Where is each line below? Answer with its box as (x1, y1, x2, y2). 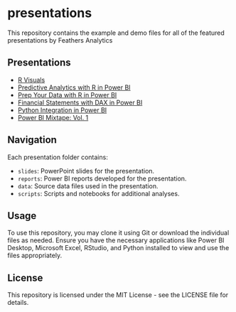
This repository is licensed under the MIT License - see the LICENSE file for (7, 291, 229, 299)
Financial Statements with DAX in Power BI (17, 98, 143, 107)
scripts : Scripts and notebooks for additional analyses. (17, 189, 180, 198)
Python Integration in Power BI (17, 105, 107, 114)
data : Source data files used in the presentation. (17, 181, 159, 190)
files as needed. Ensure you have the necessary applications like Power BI (7, 236, 225, 244)
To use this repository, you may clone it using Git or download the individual (7, 229, 230, 237)
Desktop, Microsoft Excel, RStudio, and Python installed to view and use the (7, 244, 230, 252)
